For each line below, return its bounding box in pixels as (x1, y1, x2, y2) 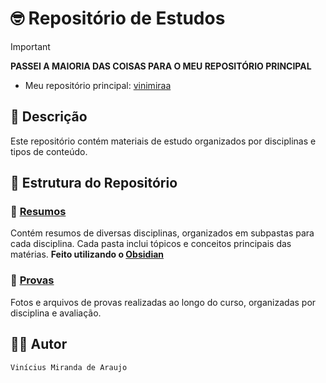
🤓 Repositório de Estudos (10, 7, 226, 30)
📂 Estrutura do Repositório (10, 175, 178, 192)
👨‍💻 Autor (10, 336, 68, 353)
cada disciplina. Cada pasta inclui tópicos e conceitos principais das (10, 238, 292, 250)
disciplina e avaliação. (10, 307, 102, 319)
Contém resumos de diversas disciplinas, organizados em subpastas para (10, 227, 315, 239)
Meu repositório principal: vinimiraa (24, 79, 172, 91)
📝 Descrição (10, 108, 88, 126)
